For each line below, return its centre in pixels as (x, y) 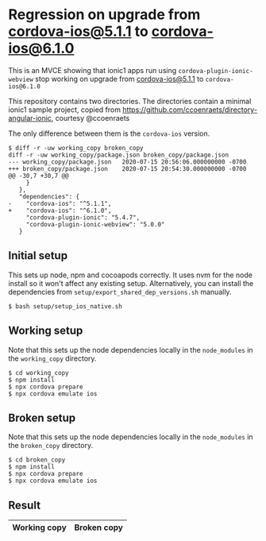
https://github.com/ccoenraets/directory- (190, 110)
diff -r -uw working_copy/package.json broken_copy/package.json (118, 155)
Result (25, 505)
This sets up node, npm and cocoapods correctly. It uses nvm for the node (130, 275)
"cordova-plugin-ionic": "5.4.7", (83, 217)
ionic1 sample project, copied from (65, 110)
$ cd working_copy (39, 373)
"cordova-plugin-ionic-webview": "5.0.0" (95, 224)
